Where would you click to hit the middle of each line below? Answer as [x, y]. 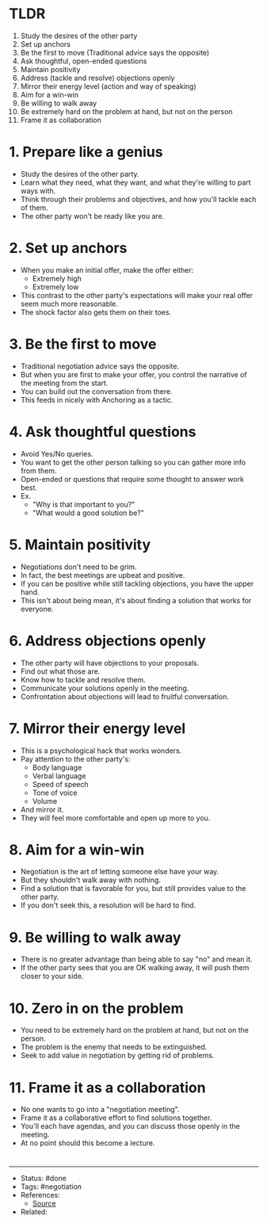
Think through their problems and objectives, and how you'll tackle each [138, 199]
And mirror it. [42, 809]
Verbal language [59, 776]
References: [40, 1195]
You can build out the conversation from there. [96, 391]
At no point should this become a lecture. [88, 1143]
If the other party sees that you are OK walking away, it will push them [135, 968]
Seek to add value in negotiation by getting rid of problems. [117, 1056]
